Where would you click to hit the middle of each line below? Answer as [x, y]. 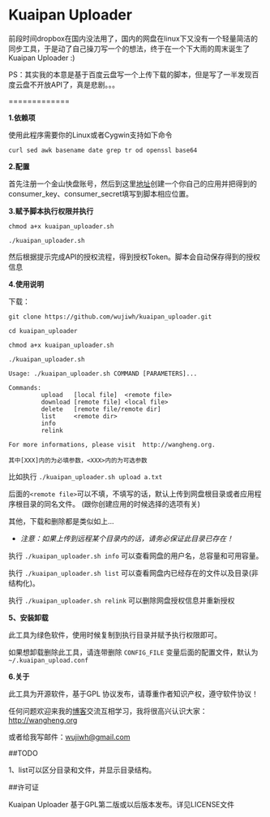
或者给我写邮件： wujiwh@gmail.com [69, 737]
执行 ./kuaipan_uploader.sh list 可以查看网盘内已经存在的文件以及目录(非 [134, 573]
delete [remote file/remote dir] [101, 409]
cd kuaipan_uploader [43, 331]
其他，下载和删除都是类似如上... [62, 521]
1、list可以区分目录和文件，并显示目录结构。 [82, 770]
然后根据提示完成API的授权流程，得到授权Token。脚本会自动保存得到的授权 [135, 257]
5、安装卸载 [28, 617]
